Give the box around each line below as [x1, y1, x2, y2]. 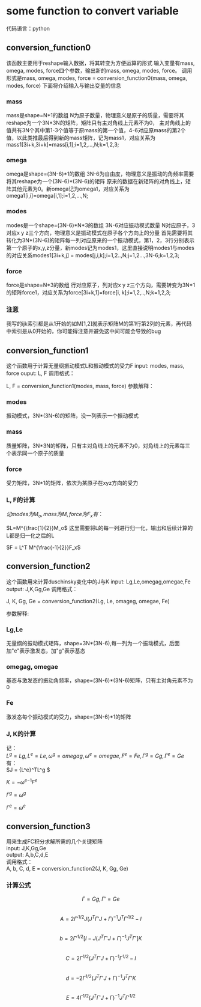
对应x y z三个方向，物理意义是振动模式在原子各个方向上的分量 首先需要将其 [6, 229, 193, 236]
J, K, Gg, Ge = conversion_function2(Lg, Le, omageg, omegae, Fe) [6, 597, 170, 604]
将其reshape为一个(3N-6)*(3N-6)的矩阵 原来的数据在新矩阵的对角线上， [6, 178, 186, 185]
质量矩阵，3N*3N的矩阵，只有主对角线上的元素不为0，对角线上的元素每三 [6, 442, 191, 449]
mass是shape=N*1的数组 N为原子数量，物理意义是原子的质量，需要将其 [6, 112, 185, 119]
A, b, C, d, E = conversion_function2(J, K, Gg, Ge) [6, 865, 129, 872]
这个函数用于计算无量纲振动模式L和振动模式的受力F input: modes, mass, [6, 362, 185, 370]
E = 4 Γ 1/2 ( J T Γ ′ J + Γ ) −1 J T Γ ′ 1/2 [65, 993, 136, 1002]
